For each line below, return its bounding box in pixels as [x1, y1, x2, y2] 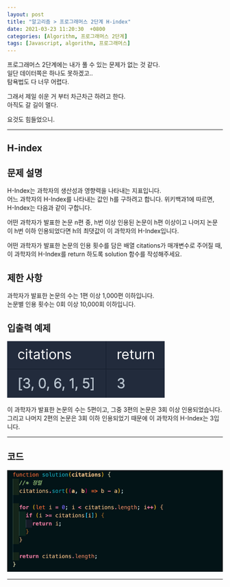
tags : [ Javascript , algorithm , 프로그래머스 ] [7, 40, 131, 47]
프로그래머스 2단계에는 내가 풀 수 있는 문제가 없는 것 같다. [7, 60, 161, 69]
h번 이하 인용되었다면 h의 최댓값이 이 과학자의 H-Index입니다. [14, 227, 179, 235]
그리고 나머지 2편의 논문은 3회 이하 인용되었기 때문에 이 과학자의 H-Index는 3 [7, 414, 214, 422]
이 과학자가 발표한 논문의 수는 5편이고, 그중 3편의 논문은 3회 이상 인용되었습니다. [7, 405, 222, 414]
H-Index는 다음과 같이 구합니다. [7, 204, 92, 212]
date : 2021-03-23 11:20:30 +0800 [7, 25, 106, 32]
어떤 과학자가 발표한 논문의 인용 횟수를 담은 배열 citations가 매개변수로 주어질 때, [7, 241, 222, 250]
